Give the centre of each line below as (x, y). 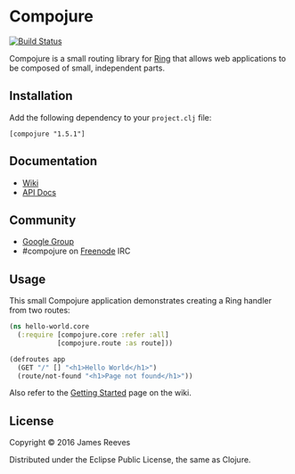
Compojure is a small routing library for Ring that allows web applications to (148, 58)
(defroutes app (37, 359)
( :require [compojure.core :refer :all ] (93, 335)
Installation (41, 96)
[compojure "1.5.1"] (48, 134)
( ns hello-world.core (49, 327)
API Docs (39, 192)
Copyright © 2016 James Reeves (70, 443)
